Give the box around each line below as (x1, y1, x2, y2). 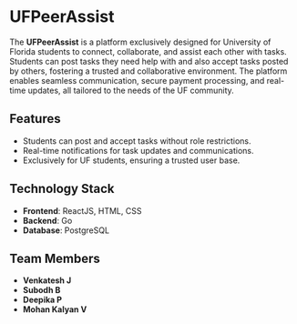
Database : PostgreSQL (22, 225, 110, 236)
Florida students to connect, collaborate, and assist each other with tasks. (9, 46, 287, 56)
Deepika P (22, 294, 62, 306)
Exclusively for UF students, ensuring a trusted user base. (22, 155, 241, 166)
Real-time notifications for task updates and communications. (22, 145, 254, 156)
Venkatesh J (22, 275, 72, 286)
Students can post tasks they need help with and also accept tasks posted (9, 56, 289, 66)
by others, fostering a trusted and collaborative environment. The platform (9, 66, 288, 76)
